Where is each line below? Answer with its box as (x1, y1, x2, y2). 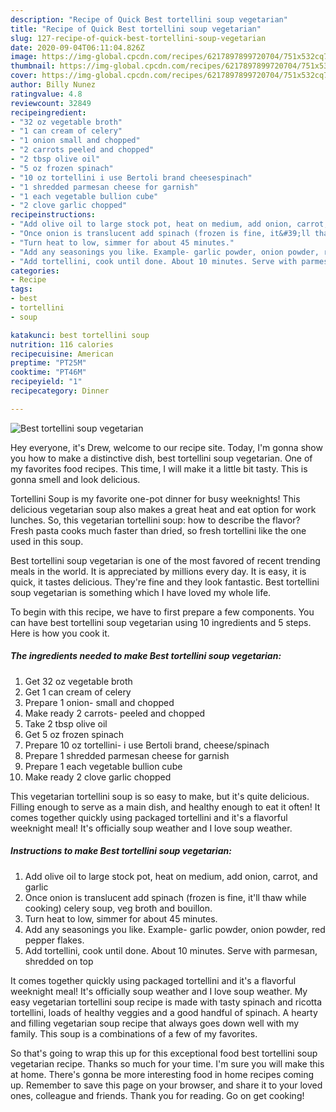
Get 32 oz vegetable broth (24, 675, 133, 687)
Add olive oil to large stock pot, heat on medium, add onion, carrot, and (24, 870, 318, 882)
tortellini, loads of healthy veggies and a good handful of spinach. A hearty (10, 1006, 318, 1018)
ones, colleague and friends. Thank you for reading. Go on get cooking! (10, 1089, 305, 1101)
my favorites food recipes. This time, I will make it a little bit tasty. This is (10, 462, 308, 475)
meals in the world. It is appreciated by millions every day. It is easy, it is (10, 565, 307, 577)
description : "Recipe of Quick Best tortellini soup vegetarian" (10, 14, 288, 25)
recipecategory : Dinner (10, 386, 110, 396)
